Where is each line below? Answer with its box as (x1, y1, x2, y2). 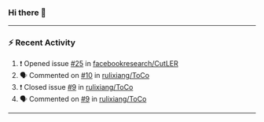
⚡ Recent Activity (8, 37, 76, 48)
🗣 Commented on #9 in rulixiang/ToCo (19, 94, 147, 103)
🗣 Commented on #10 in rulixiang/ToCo (19, 70, 150, 79)
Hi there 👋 (8, 7, 47, 18)
